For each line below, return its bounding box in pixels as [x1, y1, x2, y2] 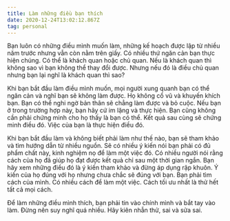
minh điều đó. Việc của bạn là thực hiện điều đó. [7, 121, 145, 129]
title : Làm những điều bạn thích [7, 10, 103, 17]
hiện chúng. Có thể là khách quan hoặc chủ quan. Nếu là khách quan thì [7, 56, 212, 65]
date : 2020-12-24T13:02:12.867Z [7, 17, 100, 23]
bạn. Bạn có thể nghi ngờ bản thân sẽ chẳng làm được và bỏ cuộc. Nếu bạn [7, 99, 222, 107]
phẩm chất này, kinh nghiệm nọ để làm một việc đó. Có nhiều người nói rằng [7, 149, 223, 157]
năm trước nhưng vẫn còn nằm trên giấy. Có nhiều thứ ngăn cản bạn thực [7, 49, 216, 57]
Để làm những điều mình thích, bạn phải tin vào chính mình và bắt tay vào [7, 199, 216, 207]
